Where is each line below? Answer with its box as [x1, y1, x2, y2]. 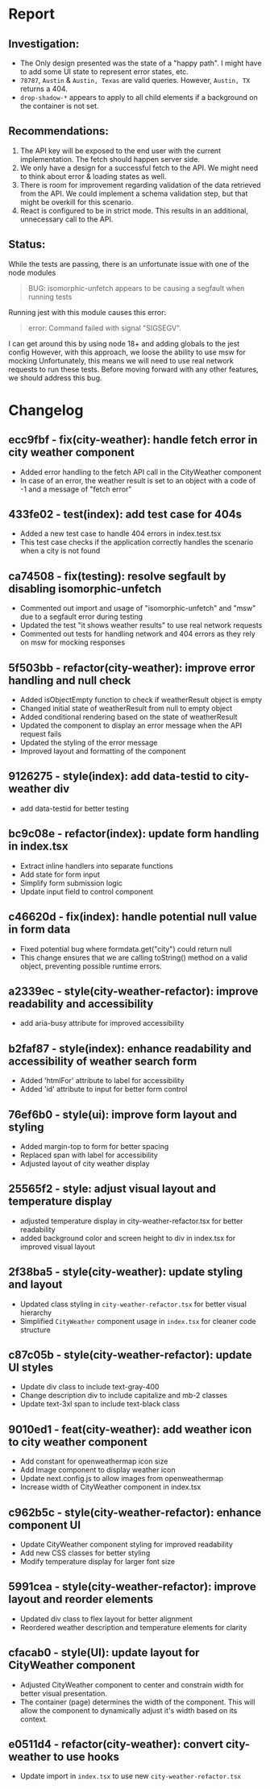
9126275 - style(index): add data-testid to [8, 770, 223, 783]
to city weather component [8, 1435, 147, 1449]
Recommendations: [8, 124, 109, 138]
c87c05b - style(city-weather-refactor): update [8, 1347, 252, 1362]
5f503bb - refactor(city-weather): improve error [8, 661, 255, 675]
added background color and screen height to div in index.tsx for [19, 1233, 236, 1243]
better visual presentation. [19, 1688, 107, 1698]
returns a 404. [19, 84, 69, 93]
